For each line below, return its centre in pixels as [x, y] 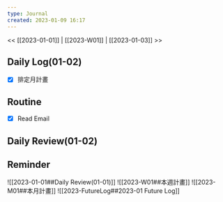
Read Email [33, 118]
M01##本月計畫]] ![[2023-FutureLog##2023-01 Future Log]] [93, 191]
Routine [24, 102]
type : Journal [28, 14]
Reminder [29, 165]
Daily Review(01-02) [52, 141]
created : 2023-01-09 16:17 [46, 20]
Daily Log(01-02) [45, 62]
